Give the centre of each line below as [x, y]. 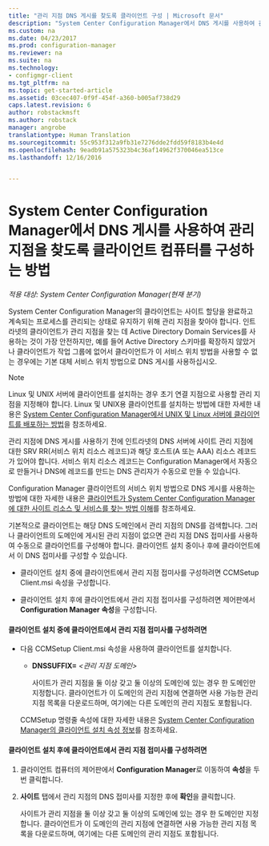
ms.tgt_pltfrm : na [39, 83]
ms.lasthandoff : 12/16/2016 [55, 157]
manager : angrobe [37, 128]
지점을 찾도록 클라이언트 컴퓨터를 [110, 251]
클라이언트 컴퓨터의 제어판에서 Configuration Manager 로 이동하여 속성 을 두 [140, 769]
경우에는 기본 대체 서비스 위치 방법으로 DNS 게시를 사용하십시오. [117, 362]
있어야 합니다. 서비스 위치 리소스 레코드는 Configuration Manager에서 [126, 461]
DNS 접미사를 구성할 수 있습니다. [76, 556]
